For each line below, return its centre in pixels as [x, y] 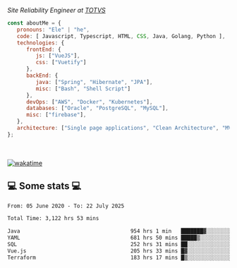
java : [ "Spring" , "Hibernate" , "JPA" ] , [94, 82]
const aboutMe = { [34, 23]
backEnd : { [42, 75]
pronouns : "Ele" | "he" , [53, 30]
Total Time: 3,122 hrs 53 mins [53, 219]
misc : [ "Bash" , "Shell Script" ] [83, 89]
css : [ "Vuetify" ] [61, 63]
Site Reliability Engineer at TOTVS [56, 10]
